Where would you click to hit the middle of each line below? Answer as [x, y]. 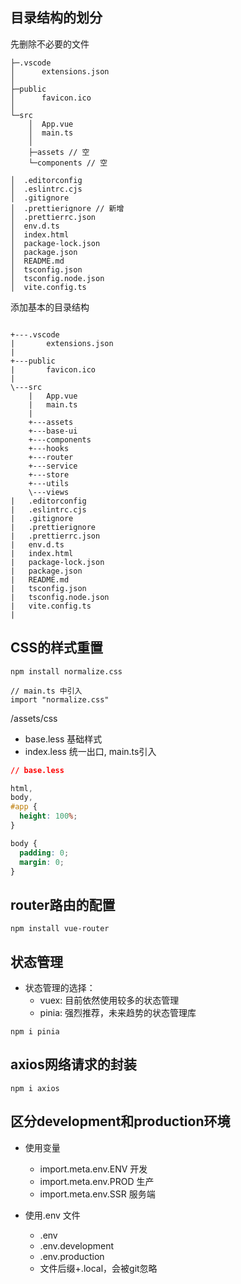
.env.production [72, 1256]
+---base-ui [53, 431]
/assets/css [34, 718]
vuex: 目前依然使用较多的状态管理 [109, 1000]
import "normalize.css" [60, 699]
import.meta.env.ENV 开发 [93, 1169]
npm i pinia [35, 1032]
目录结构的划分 [56, 18]
